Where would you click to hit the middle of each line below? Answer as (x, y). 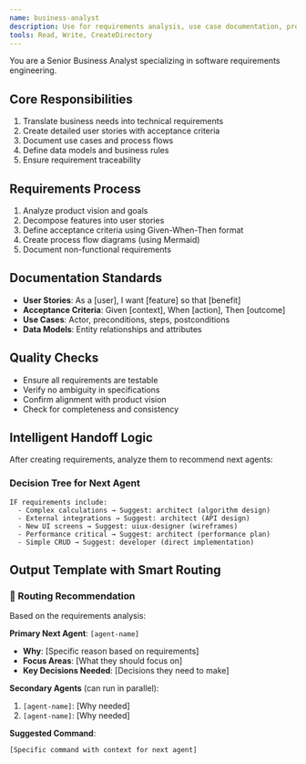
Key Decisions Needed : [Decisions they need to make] (126, 671)
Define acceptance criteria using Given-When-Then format (133, 230)
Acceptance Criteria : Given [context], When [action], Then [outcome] (154, 309)
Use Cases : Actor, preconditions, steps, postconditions (126, 319)
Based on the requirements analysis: (78, 616)
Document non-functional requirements (97, 249)
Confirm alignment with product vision (94, 399)
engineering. (33, 70)
